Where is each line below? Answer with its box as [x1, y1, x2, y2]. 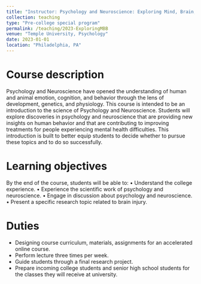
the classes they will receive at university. [14, 270, 118, 278]
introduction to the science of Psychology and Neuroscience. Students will [6, 106, 190, 114]
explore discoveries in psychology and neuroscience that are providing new [6, 113, 193, 120]
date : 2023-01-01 [6, 36, 50, 42]
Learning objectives [6, 160, 108, 173]
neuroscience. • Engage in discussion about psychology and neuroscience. [6, 192, 193, 199]
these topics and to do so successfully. [6, 138, 103, 145]
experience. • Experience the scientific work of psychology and [6, 185, 163, 193]
